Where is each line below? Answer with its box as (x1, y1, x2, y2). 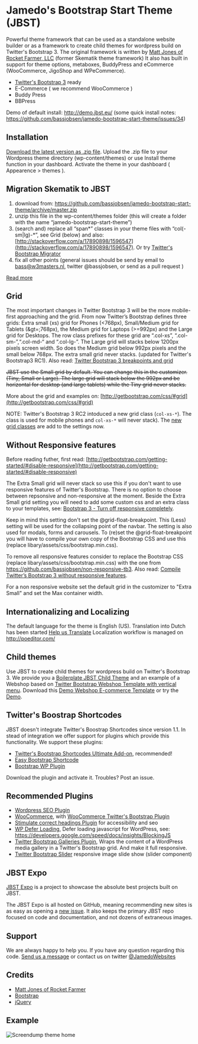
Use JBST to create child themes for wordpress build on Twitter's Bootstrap (6, 668, 190, 675)
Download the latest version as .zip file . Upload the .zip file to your (6, 148, 168, 155)
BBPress (14, 97, 36, 104)
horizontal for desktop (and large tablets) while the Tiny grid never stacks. (6, 381, 187, 388)
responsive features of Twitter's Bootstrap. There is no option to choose (6, 486, 182, 493)
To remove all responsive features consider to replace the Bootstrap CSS (6, 553, 184, 560)
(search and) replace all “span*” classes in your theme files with (14, 225, 171, 232)
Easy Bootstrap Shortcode (14, 756, 79, 763)
